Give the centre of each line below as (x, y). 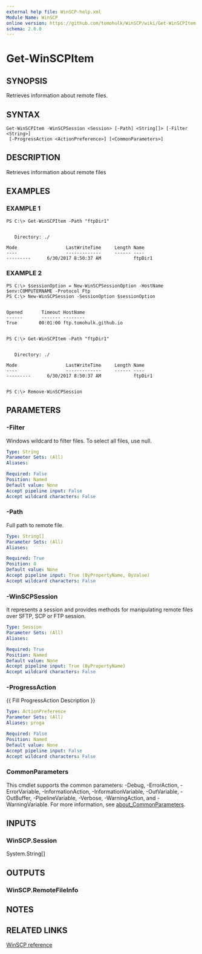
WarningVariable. (28, 804)
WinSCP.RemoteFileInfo (42, 890)
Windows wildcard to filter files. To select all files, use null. (79, 441)
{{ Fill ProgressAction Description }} (51, 700)
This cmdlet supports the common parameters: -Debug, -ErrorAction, (93, 785)
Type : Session (24, 627)
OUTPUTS (26, 873)
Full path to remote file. (35, 525)
